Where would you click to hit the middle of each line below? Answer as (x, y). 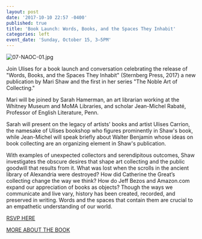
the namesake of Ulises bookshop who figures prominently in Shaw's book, (100, 131)
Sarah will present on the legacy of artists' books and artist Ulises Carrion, (98, 124)
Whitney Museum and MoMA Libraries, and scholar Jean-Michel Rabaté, (96, 106)
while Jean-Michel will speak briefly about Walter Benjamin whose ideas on (100, 137)
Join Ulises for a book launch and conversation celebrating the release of (97, 69)
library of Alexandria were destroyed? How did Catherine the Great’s (91, 174)
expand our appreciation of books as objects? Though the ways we (90, 187)
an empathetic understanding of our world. (59, 206)
